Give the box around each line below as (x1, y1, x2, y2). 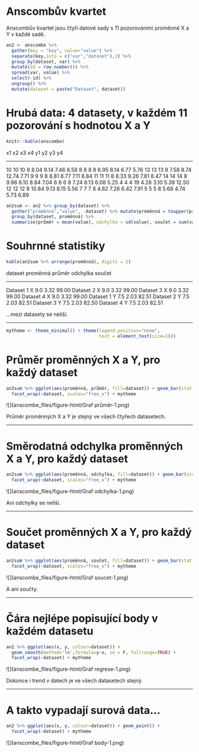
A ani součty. (6, 585, 38, 593)
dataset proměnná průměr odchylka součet (6, 269, 112, 277)
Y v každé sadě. (6, 30, 46, 37)
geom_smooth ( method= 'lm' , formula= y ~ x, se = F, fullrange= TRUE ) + (11, 649, 176, 655)
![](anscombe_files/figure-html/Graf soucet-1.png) (6, 574, 129, 581)
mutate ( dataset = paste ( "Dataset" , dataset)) (11, 86, 126, 92)
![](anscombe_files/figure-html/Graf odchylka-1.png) (6, 488, 134, 495)
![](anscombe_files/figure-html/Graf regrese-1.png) (6, 665, 131, 673)
